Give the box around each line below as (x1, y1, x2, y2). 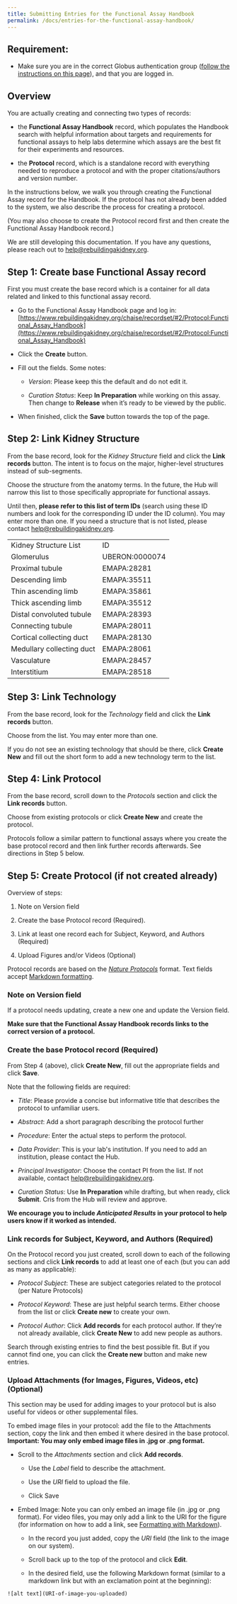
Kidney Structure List (11, 540, 81, 550)
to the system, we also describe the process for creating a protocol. (7, 203, 205, 211)
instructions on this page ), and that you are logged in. (17, 69, 174, 78)
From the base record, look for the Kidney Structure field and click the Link (7, 452, 226, 460)
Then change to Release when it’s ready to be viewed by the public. (28, 398, 226, 407)
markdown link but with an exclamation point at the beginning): (28, 1576, 212, 1585)
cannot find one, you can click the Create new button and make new (7, 1350, 207, 1359)
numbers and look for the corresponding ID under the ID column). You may (7, 509, 225, 517)
